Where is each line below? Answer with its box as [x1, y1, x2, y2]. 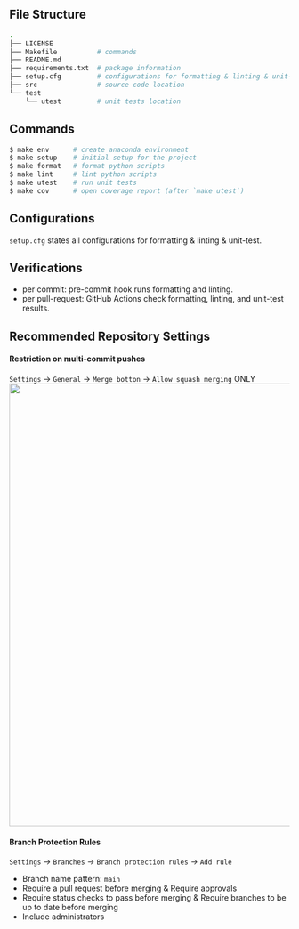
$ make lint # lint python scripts [9, 170, 158, 179]
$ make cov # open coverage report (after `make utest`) [9, 186, 245, 195]
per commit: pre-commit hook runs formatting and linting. [21, 284, 234, 295]
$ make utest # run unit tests [9, 178, 138, 187]
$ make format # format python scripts [9, 162, 166, 171]
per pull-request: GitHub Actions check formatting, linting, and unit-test [21, 294, 285, 304]
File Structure [9, 7, 86, 22]
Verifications [9, 260, 83, 275]
